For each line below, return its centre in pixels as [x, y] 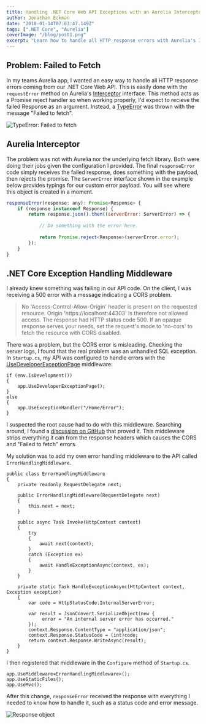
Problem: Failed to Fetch [54, 65]
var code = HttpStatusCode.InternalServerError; [92, 603]
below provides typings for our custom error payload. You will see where [98, 185]
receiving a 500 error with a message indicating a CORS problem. [89, 295]
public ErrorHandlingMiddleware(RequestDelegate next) [89, 495]
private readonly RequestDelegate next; [70, 485]
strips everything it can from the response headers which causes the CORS [102, 438]
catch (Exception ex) [56, 555]
